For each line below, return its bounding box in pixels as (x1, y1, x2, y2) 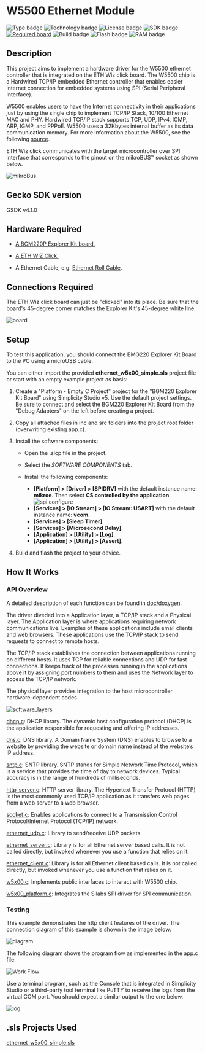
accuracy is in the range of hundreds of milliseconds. (6, 774, 141, 781)
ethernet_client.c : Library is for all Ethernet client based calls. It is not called (6, 859, 198, 867)
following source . (6, 135, 50, 142)
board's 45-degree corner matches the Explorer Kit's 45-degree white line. (6, 305, 196, 312)
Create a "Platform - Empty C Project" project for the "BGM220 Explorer (15, 388, 197, 395)
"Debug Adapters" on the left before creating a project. (15, 407, 154, 415)
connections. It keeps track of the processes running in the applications (6, 662, 188, 669)
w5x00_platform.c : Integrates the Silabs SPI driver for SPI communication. (6, 890, 193, 897)
